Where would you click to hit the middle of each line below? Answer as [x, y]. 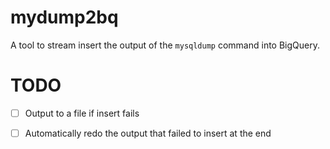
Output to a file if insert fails [82, 113]
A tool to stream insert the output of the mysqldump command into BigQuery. [165, 45]
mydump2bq [64, 17]
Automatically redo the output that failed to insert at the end [148, 133]
